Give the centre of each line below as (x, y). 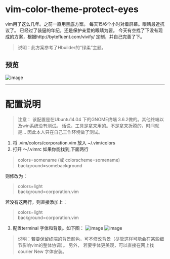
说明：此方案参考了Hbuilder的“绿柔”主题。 (62, 47)
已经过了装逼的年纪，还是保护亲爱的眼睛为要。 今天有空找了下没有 (89, 30)
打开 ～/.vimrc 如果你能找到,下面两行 (50, 149)
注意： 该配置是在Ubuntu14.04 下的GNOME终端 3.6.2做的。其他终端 (89, 119)
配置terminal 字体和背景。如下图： (48, 228)
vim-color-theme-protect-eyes (72, 9)
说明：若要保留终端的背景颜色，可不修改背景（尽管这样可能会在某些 (89, 239)
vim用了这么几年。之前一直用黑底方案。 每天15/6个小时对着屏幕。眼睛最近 (83, 24)
